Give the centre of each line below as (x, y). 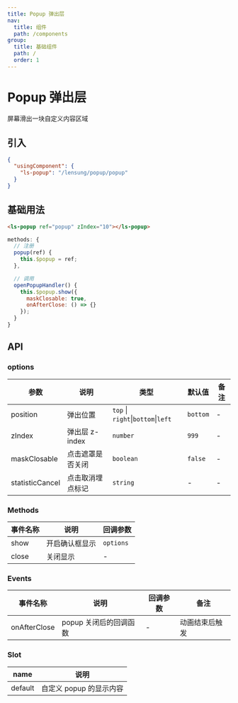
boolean (125, 459)
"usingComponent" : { (44, 166)
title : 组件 (30, 27)
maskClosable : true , (56, 299)
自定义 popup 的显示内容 (83, 688)
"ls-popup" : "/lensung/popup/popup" (74, 173)
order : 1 (27, 60)
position (24, 414)
